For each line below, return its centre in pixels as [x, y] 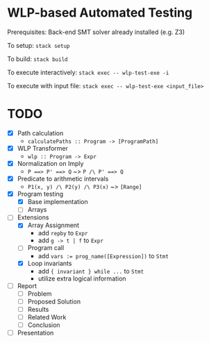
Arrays [37, 210]
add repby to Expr [63, 233]
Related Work [47, 317]
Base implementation [58, 202]
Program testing [40, 194]
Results [38, 309]
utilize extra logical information [82, 278]
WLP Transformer [42, 148]
